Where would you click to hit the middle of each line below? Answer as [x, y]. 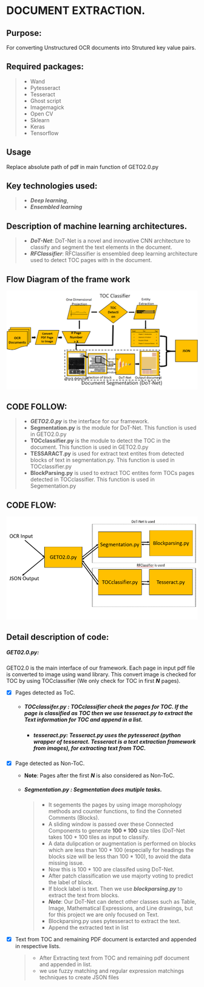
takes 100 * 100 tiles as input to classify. [99, 837]
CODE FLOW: [31, 505]
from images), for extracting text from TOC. [90, 748]
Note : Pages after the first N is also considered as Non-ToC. [99, 775]
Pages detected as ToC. [45, 692]
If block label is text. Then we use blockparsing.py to [116, 888]
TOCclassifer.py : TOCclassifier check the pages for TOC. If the [106, 707]
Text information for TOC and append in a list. [83, 720]
